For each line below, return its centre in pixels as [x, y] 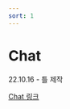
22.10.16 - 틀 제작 [36, 79]
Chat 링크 [24, 96]
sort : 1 [21, 16]
